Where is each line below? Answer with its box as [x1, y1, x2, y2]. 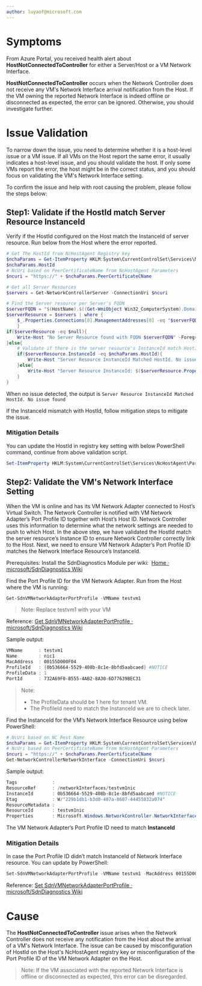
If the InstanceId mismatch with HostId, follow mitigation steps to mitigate [6, 407, 188, 414]
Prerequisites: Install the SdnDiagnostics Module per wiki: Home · [6, 559, 170, 566]
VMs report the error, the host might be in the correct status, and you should [6, 165, 195, 173]
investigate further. [6, 105, 53, 112]
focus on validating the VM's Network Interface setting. [6, 171, 144, 179]
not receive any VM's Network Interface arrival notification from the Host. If [6, 86, 194, 93]
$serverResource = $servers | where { [6, 312, 103, 318]
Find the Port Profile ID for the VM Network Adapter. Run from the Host [6, 577, 182, 584]
